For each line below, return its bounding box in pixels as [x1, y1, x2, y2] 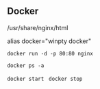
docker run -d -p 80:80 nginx [7, 50, 94, 57]
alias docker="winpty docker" [7, 37, 92, 45]
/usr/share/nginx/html [7, 23, 68, 31]
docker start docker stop [7, 75, 83, 82]
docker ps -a [7, 62, 45, 69]
